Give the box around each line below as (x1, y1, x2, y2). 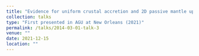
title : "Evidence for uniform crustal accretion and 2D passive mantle (6, 8, 187, 15)
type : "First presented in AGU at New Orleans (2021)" (6, 19, 145, 25)
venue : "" (6, 30, 31, 36)
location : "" (6, 41, 38, 47)
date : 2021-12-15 (6, 36, 49, 41)
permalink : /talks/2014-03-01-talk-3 (6, 24, 99, 31)
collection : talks (6, 14, 52, 20)
